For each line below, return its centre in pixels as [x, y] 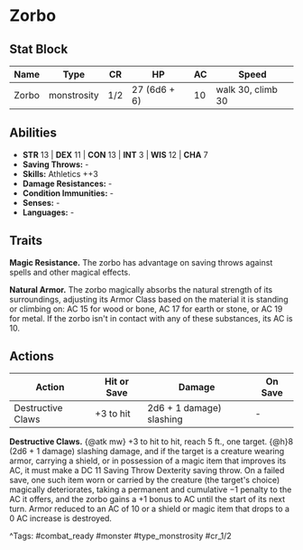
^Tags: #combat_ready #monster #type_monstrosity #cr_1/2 [120, 536]
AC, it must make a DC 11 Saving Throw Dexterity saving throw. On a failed [147, 471]
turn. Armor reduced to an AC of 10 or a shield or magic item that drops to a [150, 509]
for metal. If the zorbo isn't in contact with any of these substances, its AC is [151, 318]
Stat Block [39, 49]
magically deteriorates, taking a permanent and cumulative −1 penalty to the [151, 489]
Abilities [33, 133]
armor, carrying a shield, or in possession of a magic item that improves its [148, 461]
